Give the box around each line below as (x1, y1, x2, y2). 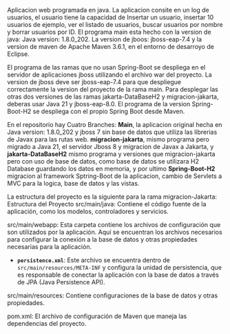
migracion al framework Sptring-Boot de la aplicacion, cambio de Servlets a (7, 172, 222, 180)
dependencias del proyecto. (7, 320, 87, 327)
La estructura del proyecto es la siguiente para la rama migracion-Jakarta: (7, 193, 218, 201)
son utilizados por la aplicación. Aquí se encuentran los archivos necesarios (7, 228, 222, 236)
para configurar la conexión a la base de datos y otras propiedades (7, 235, 198, 244)
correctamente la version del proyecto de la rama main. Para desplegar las (7, 86, 218, 93)
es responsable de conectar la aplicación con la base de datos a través (17, 271, 219, 279)
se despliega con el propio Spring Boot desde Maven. (32, 107, 185, 115)
